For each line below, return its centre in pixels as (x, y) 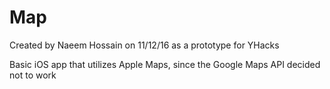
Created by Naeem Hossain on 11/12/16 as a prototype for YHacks (144, 45)
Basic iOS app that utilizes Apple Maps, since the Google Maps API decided (165, 64)
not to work (33, 75)
